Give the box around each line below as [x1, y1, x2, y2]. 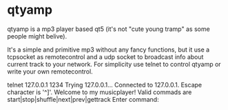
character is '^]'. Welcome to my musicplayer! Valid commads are [7, 88, 192, 96]
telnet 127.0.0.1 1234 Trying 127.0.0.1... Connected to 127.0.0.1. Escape [7, 80, 202, 89]
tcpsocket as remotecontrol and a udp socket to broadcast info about [7, 52, 204, 60]
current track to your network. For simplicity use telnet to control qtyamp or [7, 60, 222, 68]
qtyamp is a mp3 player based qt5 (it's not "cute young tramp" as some [7, 25, 210, 33]
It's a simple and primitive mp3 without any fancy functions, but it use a [7, 45, 210, 54]
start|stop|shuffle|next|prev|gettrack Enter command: [7, 95, 160, 103]
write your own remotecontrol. [7, 67, 93, 76]
